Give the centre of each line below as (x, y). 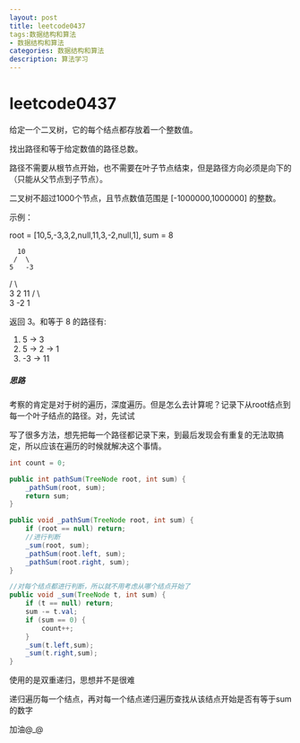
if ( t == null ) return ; (70, 603)
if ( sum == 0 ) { (56, 620)
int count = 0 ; (38, 463)
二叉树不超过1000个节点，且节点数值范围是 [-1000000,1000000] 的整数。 (145, 197)
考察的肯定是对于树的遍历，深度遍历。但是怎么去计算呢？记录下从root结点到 (150, 404)
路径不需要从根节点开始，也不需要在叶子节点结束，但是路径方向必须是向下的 (150, 168)
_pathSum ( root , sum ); (65, 487)
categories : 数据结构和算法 (57, 51)
